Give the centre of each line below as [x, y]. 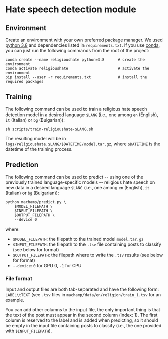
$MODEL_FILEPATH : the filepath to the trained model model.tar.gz [78, 239]
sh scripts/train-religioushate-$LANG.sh [49, 129]
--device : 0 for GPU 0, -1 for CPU [47, 265]
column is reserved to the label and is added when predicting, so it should [82, 320]
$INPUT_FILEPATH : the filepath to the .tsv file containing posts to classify [87, 244]
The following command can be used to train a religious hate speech [76, 109]
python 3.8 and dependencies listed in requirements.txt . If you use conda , [83, 45]
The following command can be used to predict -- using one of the [74, 177]
